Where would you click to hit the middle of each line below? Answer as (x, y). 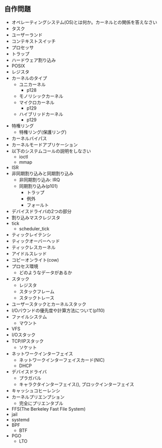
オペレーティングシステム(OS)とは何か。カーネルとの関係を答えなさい (84, 22)
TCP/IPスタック (28, 341)
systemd (20, 419)
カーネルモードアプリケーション (45, 144)
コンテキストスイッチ (33, 41)
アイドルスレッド (29, 254)
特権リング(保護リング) (43, 132)
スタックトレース (36, 297)
